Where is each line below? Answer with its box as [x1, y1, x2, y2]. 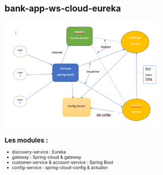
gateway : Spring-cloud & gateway [11, 154, 82, 160]
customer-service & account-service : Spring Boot [11, 159, 114, 165]
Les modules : [4, 136, 48, 144]
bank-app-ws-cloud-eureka [4, 3, 121, 14]
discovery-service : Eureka [11, 149, 67, 155]
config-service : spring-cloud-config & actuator [11, 165, 108, 171]
